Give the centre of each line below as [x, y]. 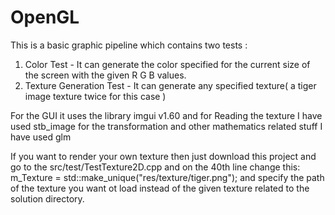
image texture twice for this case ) [95, 96]
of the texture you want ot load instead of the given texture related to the [160, 188]
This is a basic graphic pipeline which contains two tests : [129, 45]
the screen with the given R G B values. [105, 75]
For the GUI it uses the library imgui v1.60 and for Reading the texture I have [166, 115]
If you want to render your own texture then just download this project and [163, 156]
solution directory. [47, 198]
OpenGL [45, 17]
